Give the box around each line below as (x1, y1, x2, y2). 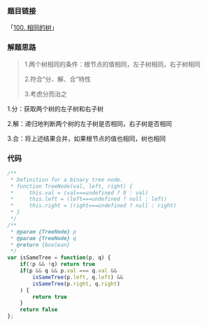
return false (20, 306, 58, 313)
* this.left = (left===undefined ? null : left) (10, 196, 168, 203)
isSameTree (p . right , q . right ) (32, 280, 120, 288)
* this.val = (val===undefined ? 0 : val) (10, 189, 149, 197)
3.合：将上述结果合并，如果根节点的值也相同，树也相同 (7, 134, 166, 143)
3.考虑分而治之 (24, 90, 68, 98)
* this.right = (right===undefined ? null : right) (10, 202, 177, 209)
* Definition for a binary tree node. (10, 176, 124, 183)
